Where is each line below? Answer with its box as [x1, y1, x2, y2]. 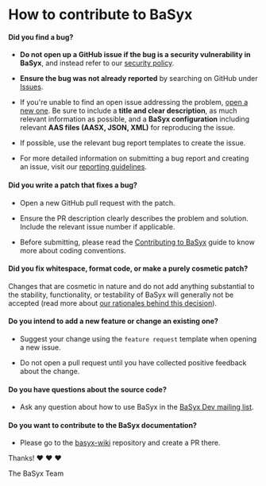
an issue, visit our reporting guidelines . [19, 162, 147, 172]
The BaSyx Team [8, 469, 64, 478]
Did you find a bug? [8, 32, 74, 41]
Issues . [19, 82, 44, 92]
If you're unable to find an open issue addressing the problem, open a [19, 98, 249, 107]
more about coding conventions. [19, 245, 126, 255]
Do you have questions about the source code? [8, 384, 167, 394]
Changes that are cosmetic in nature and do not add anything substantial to [8, 281, 255, 291]
